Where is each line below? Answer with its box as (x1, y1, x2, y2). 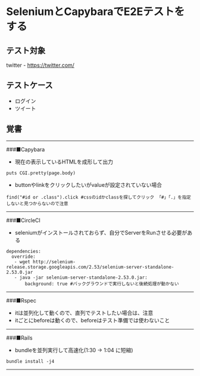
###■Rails (6, 334, 33, 341)
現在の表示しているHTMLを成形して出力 (14, 158, 113, 165)
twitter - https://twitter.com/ (6, 61, 74, 69)
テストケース (6, 81, 53, 91)
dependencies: (6, 248, 42, 254)
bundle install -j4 (6, 358, 55, 364)
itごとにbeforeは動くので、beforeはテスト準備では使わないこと (14, 316, 170, 323)
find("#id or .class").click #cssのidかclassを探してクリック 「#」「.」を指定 (6, 194, 192, 200)
